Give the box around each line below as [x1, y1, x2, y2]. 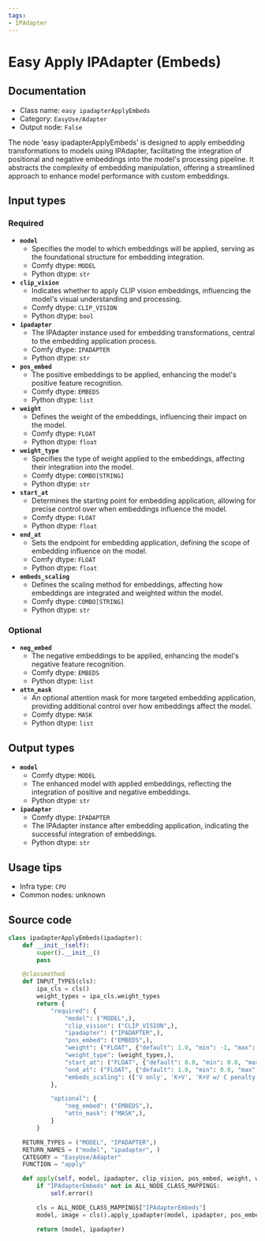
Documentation [8, 85, 87, 98]
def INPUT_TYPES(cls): [22, 978, 97, 986]
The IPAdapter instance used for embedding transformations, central [31, 328, 255, 338]
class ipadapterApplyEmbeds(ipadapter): [8, 934, 144, 941]
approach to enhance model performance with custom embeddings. [8, 171, 230, 180]
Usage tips [8, 861, 62, 874]
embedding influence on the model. [31, 546, 147, 556]
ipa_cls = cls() [36, 985, 90, 993]
